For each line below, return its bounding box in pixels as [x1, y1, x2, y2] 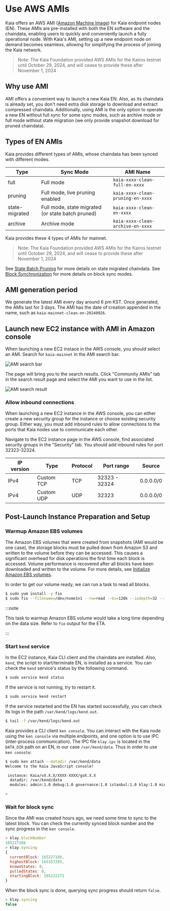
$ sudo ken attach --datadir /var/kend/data [5, 759, 101, 764]
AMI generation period [5, 285, 78, 294]
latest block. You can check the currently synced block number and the [5, 821, 154, 827]
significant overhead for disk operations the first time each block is [5, 556, 145, 562]
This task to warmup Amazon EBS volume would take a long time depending [5, 615, 164, 621]
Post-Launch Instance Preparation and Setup [5, 512, 150, 521]
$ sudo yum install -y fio [5, 591, 62, 597]
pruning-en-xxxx [113, 195, 152, 201]
